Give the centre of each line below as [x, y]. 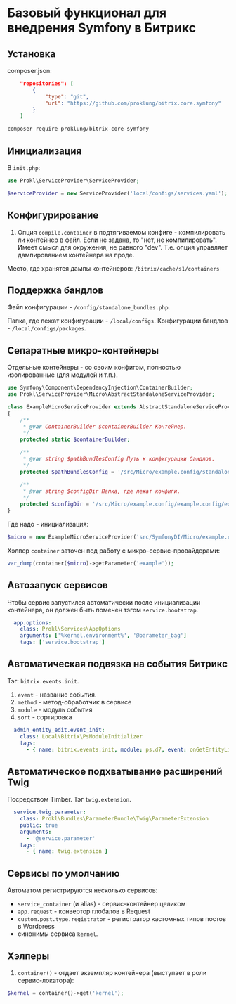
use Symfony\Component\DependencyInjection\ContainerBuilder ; [100, 388]
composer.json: [30, 71]
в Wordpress [36, 927]
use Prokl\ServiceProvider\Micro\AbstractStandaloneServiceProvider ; [111, 394]
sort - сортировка [45, 717]
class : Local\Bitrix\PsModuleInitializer [81, 736]
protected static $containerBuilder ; [75, 440]
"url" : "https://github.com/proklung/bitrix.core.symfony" [133, 103]
